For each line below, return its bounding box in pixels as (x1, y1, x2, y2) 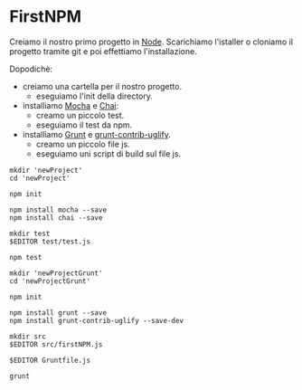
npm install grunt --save (9, 308, 107, 318)
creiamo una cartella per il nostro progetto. (22, 81, 183, 91)
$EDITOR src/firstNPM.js (9, 339, 103, 349)
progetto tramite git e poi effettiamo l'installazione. (9, 45, 197, 56)
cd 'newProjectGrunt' (9, 276, 91, 286)
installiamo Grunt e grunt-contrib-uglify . (22, 128, 172, 139)
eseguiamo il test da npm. (35, 119, 133, 130)
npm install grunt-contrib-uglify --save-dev (9, 316, 184, 325)
